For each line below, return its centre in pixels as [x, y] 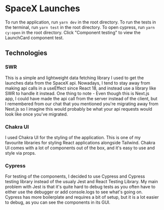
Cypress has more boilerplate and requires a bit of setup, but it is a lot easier [82, 197]
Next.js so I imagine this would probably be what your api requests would [79, 109]
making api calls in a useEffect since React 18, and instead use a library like [81, 88]
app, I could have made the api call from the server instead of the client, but [81, 98]
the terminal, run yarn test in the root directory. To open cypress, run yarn [80, 27]
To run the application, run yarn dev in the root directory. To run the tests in [81, 22]
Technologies [26, 53]
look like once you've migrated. [37, 114]
